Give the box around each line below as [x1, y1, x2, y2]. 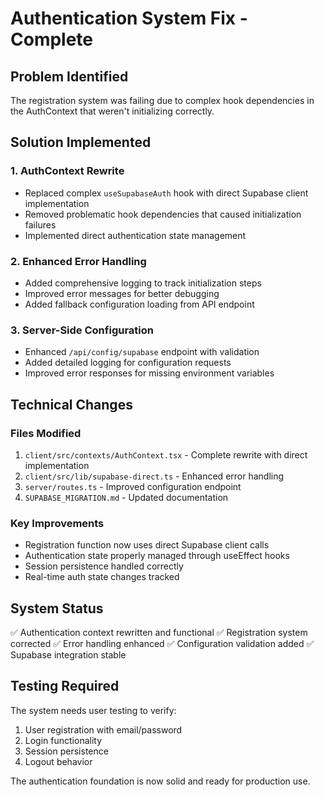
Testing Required [10, 678, 120, 695]
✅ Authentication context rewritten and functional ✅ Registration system [10, 627, 308, 639]
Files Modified [10, 426, 82, 440]
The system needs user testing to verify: [10, 704, 177, 716]
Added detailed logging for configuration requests [24, 357, 232, 369]
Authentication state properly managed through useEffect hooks [24, 550, 290, 562]
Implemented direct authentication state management [24, 229, 247, 241]
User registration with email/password [24, 723, 183, 736]
